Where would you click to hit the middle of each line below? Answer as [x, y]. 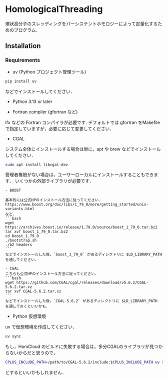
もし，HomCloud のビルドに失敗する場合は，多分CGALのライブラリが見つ [82, 346]
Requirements [23, 60]
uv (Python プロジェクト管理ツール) [49, 71]
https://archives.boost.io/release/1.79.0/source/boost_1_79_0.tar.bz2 [81, 227]
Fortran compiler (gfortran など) [45, 111]
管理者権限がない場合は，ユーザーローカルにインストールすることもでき [79, 175]
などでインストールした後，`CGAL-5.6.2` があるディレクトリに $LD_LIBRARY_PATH [81, 301]
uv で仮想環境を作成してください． [41, 327]
